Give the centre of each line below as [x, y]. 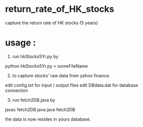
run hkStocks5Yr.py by [35, 56]
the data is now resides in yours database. [48, 119]
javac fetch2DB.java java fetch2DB [40, 109]
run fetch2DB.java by [34, 100]
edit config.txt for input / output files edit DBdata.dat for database [72, 85]
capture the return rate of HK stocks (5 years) [52, 23]
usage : [20, 43]
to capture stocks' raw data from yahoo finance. [61, 76]
